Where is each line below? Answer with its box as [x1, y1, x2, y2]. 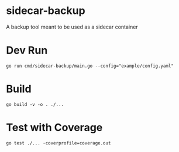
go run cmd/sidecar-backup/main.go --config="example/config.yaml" [6, 63, 174, 69]
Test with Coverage [6, 121, 103, 134]
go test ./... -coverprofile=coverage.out [6, 140, 111, 146]
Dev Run [6, 44, 48, 57]
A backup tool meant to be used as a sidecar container [6, 23, 139, 30]
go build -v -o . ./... [6, 101, 64, 107]
